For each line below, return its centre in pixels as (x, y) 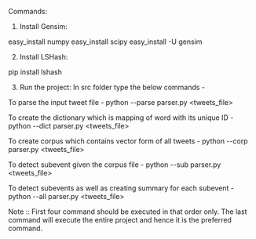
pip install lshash (35, 72)
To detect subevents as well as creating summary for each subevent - (121, 188)
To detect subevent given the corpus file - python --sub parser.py (115, 165)
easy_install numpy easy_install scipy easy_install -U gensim (105, 42)
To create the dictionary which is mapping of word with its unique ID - (121, 118)
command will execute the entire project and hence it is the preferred (120, 220)
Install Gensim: (44, 26)
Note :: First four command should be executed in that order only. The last (128, 212)
